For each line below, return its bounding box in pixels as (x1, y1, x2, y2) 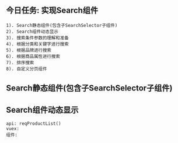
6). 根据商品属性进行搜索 (6, 53, 60, 60)
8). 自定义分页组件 (6, 66, 47, 72)
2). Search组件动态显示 (6, 29, 58, 34)
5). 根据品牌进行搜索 (6, 47, 51, 53)
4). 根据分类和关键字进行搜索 (6, 41, 69, 47)
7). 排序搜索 (6, 60, 34, 65)
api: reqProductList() (6, 121, 61, 127)
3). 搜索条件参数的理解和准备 (6, 34, 69, 41)
